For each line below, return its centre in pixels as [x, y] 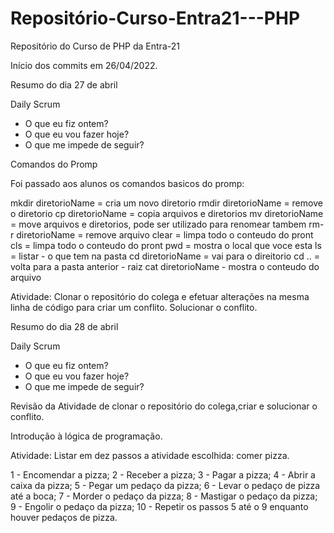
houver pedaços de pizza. [64, 517]
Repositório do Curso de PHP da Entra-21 [95, 46]
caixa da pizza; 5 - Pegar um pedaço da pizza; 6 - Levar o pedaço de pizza [165, 485]
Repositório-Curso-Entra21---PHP [155, 18]
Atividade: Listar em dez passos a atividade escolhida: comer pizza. [150, 455]
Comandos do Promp [54, 164]
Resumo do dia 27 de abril [64, 84]
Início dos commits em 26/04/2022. [84, 65]
